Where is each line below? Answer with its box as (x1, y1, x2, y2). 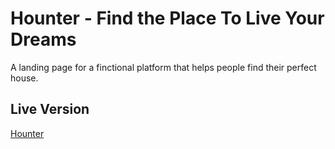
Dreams (10, 28, 77, 51)
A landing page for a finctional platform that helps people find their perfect (10, 61, 317, 73)
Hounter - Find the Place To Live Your (10, 7, 325, 30)
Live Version (10, 101, 90, 118)
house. (10, 72, 39, 84)
